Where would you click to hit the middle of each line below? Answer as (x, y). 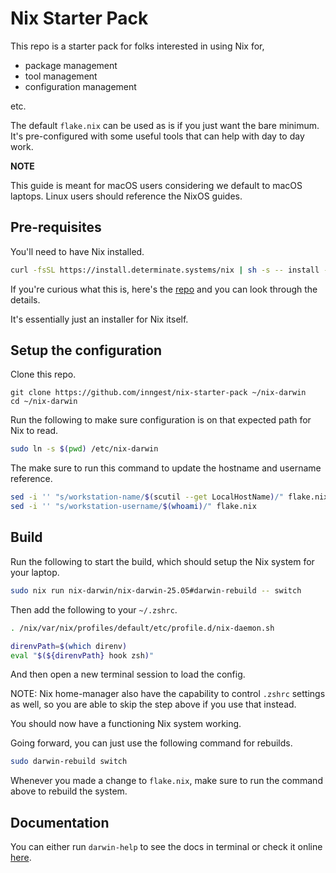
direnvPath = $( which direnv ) (69, 646)
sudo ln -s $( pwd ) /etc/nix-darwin (84, 449)
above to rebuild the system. (69, 791)
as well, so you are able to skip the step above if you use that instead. (153, 704)
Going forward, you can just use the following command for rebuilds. (151, 743)
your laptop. (35, 572)
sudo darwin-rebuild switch (69, 762)
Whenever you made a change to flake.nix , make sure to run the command (166, 781)
